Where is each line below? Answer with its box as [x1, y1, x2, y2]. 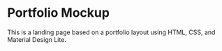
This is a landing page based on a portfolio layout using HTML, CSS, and [7, 28, 216, 36]
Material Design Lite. [7, 35, 66, 43]
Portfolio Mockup [7, 5, 110, 21]
